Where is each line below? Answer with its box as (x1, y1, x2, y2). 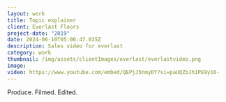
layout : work (7, 10, 45, 17)
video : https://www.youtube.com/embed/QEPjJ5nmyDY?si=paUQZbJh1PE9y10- (7, 68, 220, 75)
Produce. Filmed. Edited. (7, 88, 78, 96)
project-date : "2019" (7, 29, 70, 37)
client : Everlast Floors (7, 23, 80, 30)
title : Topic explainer (7, 17, 77, 24)
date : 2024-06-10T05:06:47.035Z (7, 36, 101, 43)
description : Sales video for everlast (7, 43, 123, 50)
